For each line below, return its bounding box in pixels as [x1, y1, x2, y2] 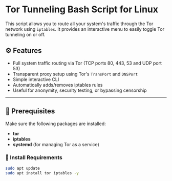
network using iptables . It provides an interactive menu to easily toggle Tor [5, 26, 165, 32]
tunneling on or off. [5, 31, 46, 37]
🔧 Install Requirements [5, 154, 62, 161]
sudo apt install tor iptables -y [5, 170, 79, 175]
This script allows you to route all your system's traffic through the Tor [5, 21, 154, 27]
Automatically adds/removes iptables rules [12, 82, 103, 88]
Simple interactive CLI [12, 76, 59, 83]
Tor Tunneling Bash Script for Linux [5, 4, 159, 15]
